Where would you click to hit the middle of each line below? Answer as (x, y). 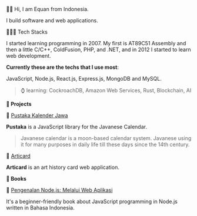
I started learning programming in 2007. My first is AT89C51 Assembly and (96, 43)
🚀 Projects (19, 104)
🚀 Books (16, 179)
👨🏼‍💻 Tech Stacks (27, 32)
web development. (29, 56)
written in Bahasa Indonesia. (40, 208)
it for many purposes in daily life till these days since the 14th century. (105, 144)
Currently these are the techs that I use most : (63, 67)
